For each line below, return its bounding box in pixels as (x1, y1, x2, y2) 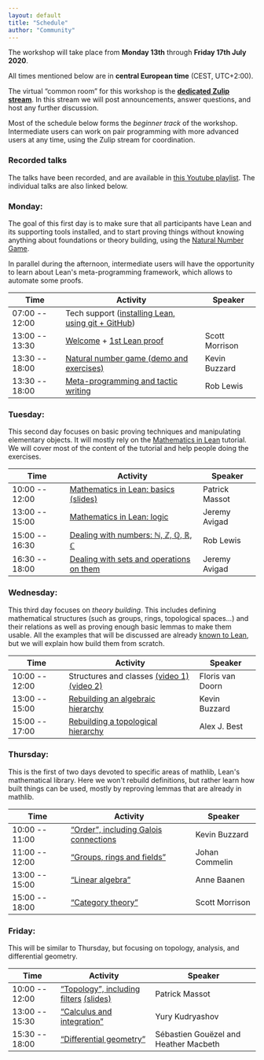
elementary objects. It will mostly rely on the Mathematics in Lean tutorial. (8, 435, 247, 445)
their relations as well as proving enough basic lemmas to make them (8, 622, 232, 631)
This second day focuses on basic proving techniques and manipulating (8, 427, 241, 437)
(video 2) (68, 680, 103, 691)
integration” (60, 1016, 104, 1027)
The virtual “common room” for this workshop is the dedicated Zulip (8, 87, 230, 96)
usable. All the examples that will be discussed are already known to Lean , (8, 630, 249, 640)
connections (70, 833, 116, 844)
